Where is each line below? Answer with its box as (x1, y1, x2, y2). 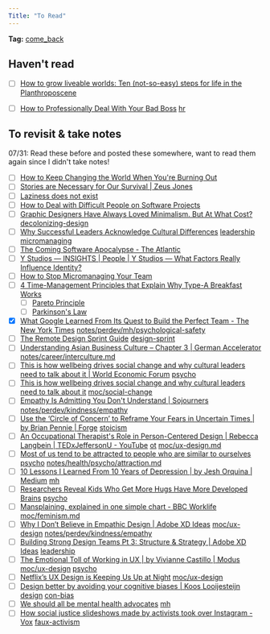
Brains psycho (19, 493, 68, 503)
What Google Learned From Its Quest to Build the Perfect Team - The (19, 316, 249, 326)
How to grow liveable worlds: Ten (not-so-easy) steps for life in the (19, 78, 243, 89)
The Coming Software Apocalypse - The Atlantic (19, 244, 181, 254)
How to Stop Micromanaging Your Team (19, 271, 153, 280)
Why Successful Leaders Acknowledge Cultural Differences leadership (19, 226, 256, 236)
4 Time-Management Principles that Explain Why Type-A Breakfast (19, 280, 243, 290)
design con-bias (19, 590, 75, 600)
